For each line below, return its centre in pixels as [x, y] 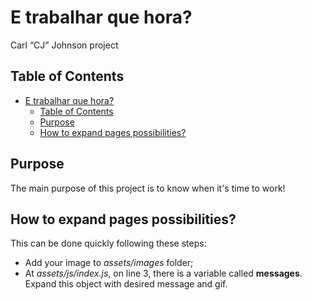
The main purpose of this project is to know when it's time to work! [148, 188]
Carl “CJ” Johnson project [64, 45]
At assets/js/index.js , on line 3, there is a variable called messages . [163, 273]
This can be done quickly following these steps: [108, 243]
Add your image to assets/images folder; [109, 263]
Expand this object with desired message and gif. [126, 284]
